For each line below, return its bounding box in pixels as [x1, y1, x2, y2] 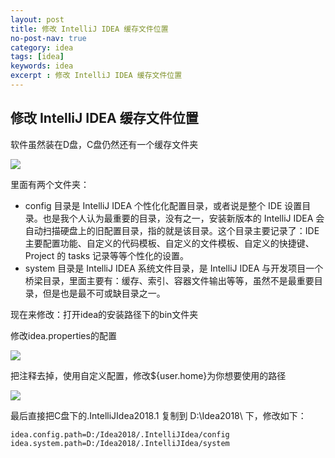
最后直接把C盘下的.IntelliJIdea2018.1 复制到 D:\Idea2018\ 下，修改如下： [10, 409, 307, 421]
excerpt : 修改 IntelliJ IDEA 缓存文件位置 [10, 71, 183, 81]
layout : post [10, 14, 65, 25]
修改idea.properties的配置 [10, 329, 117, 341]
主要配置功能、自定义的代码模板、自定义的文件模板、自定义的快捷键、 [24, 237, 315, 249]
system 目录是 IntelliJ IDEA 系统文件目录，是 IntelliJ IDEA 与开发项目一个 [24, 262, 324, 274]
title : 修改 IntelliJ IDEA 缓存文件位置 [10, 24, 169, 34]
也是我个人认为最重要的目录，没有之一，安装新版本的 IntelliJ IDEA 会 [42, 212, 325, 224]
